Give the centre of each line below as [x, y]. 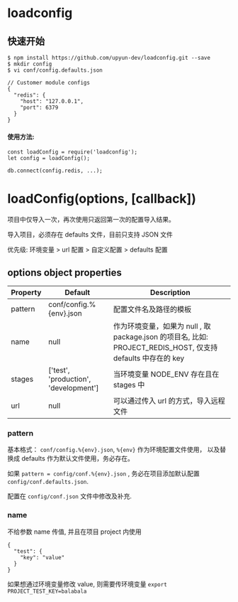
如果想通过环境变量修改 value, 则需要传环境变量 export [87, 584]
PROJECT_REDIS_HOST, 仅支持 [165, 348]
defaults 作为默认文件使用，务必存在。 [78, 458]
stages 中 [129, 385]
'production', [70, 379]
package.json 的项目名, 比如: [161, 337]
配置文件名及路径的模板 [152, 309]
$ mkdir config [30, 64]
